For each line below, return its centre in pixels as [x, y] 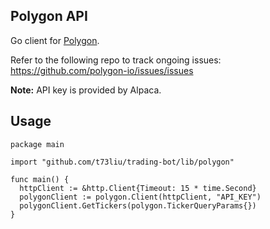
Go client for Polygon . [55, 40]
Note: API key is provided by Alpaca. [86, 90]
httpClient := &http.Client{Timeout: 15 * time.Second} [138, 188]
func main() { [40, 179]
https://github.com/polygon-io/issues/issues [102, 70]
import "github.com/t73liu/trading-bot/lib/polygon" [122, 162]
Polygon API [49, 16]
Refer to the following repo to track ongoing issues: [116, 60]
